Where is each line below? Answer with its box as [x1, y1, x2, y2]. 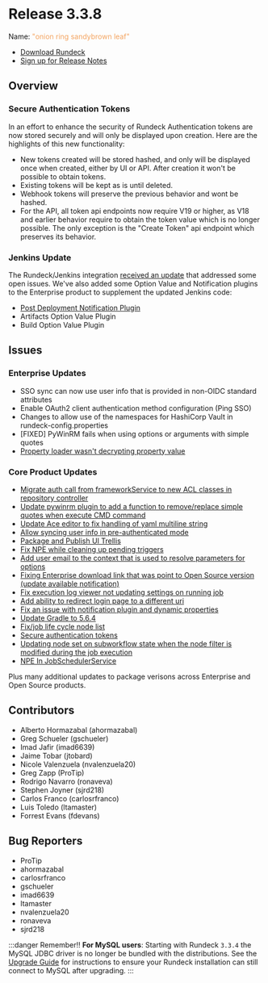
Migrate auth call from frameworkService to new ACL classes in [19, 484, 232, 494]
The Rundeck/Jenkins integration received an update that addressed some [8, 270, 257, 279]
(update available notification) [19, 579, 119, 588]
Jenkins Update [8, 252, 72, 263]
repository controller [19, 493, 89, 503]
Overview [8, 79, 59, 93]
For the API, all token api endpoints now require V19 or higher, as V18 [19, 206, 249, 215]
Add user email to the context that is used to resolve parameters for [19, 553, 245, 563]
